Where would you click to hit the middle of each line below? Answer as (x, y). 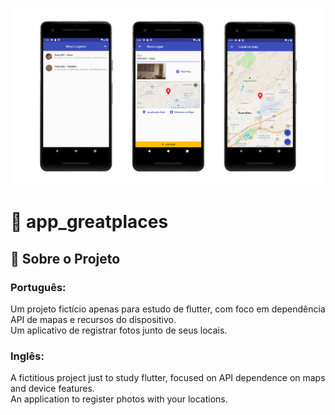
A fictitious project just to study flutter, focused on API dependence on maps (168, 378)
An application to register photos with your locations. (119, 399)
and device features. (52, 389)
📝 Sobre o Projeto (65, 258)
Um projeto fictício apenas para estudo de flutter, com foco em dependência (168, 309)
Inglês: (27, 356)
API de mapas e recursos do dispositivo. (93, 319)
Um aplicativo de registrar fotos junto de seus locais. (119, 330)
